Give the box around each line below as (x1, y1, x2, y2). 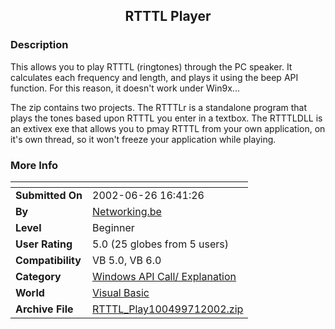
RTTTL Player (124, 8, 212, 25)
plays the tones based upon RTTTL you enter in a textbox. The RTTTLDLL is (10, 112, 323, 124)
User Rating (15, 237, 73, 251)
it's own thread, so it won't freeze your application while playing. (10, 133, 277, 145)
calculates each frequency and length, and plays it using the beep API (10, 71, 299, 83)
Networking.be (92, 204, 162, 218)
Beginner (92, 220, 135, 234)
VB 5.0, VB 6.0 (92, 253, 162, 267)
